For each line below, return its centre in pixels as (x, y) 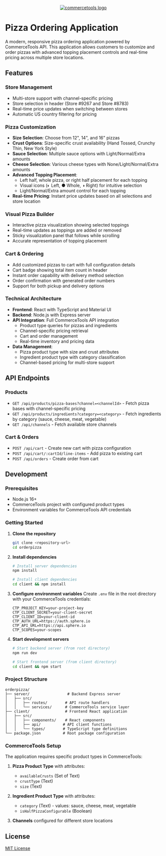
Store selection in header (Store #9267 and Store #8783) (70, 103)
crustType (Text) (36, 781)
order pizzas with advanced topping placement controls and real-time (76, 52)
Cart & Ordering (24, 254)
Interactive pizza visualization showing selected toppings (71, 225)
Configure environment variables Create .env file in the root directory (84, 594)
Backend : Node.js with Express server (51, 315)
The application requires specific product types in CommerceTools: (74, 756)
